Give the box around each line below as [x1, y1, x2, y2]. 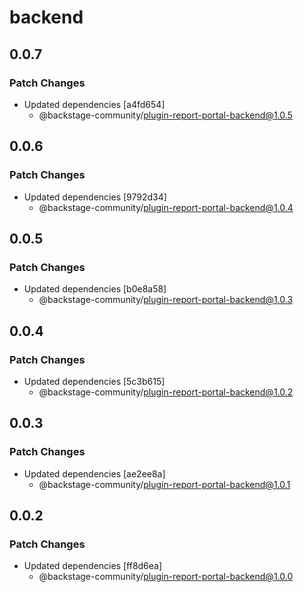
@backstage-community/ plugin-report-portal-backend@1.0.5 [38, 109, 293, 121]
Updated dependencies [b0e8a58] [23, 283, 167, 295]
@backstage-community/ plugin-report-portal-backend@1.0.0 [38, 571, 294, 583]
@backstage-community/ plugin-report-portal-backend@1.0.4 [38, 201, 294, 213]
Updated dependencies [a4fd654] [23, 98, 166, 110]
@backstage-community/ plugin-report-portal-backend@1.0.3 [38, 294, 294, 306]
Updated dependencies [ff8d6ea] [23, 560, 163, 572]
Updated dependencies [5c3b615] [23, 375, 166, 387]
